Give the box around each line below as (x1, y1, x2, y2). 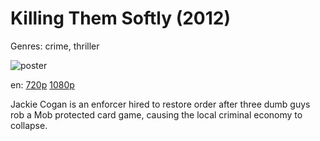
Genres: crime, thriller (10, 40, 100, 52)
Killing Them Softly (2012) (10, 7, 231, 30)
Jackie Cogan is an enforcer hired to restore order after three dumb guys (10, 98, 311, 110)
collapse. (10, 119, 48, 131)
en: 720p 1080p (10, 78, 75, 91)
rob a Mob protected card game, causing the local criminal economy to (10, 108, 303, 121)
